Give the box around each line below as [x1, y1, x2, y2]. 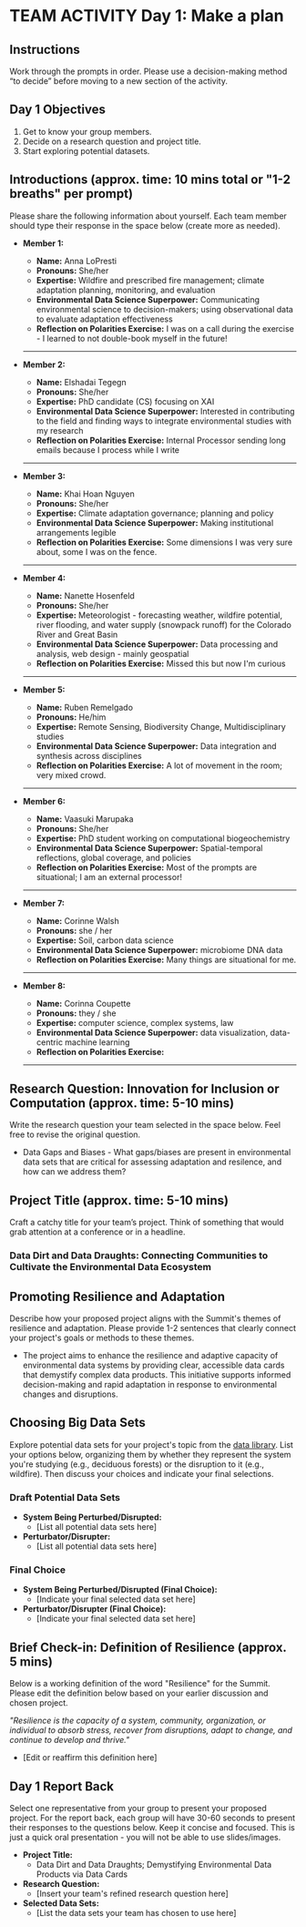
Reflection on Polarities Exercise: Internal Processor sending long [36, 435, 287, 446]
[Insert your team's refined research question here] [36, 1888, 229, 1900]
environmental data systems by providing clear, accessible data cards [22, 1359, 285, 1370]
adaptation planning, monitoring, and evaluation [36, 284, 216, 295]
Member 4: [22, 572, 66, 583]
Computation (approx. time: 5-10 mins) [9, 1095, 235, 1112]
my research [36, 425, 84, 436]
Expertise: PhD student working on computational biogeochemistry [36, 833, 291, 844]
